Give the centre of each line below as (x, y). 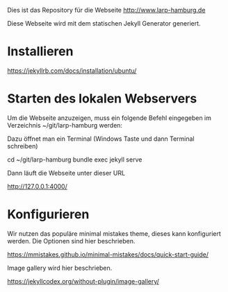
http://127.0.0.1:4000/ (37, 186)
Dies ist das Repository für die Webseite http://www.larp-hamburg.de (106, 10)
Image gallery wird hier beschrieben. (60, 268)
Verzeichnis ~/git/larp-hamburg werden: (65, 125)
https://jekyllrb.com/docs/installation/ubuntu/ (72, 70)
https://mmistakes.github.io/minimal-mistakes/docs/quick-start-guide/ (108, 254)
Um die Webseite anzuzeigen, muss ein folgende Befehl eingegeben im (109, 118)
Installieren (40, 52)
